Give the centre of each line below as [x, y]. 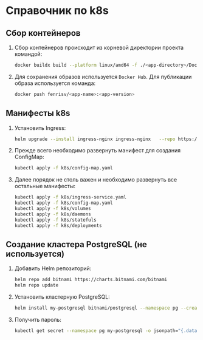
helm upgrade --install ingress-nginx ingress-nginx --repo [95, 139]
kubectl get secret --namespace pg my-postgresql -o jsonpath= [96, 331]
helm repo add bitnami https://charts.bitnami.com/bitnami [91, 280]
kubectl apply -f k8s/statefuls [55, 220]
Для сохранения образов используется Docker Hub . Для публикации [103, 76]
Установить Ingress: [40, 127]
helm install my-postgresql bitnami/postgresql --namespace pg [96, 308]
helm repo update [36, 285]
